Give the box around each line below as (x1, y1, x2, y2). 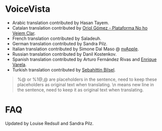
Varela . (12, 62, 27, 67)
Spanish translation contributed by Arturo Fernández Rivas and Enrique (12, 56, 157, 62)
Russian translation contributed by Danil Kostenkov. (12, 51, 117, 57)
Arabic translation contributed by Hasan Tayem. (12, 20, 109, 26)
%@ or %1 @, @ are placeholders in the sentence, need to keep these (17, 76, 157, 82)
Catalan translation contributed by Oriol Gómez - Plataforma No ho (12, 25, 148, 31)
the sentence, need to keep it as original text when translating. (17, 87, 144, 93)
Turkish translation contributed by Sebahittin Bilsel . (12, 66, 116, 72)
